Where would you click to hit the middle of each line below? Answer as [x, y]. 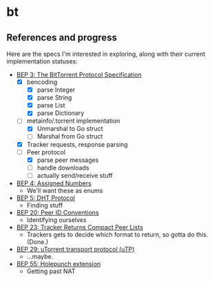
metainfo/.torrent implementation [73, 121]
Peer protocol [46, 152]
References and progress [62, 38]
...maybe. [40, 256]
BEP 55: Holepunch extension [58, 263]
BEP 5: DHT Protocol [46, 198]
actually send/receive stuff [75, 175]
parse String [54, 98]
